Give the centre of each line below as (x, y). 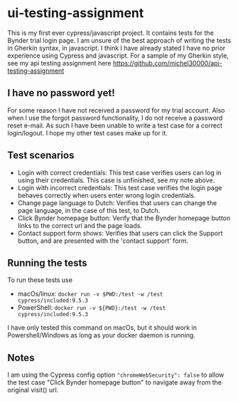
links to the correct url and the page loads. (80, 225)
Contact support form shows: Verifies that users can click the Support (120, 233)
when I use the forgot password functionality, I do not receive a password (115, 118)
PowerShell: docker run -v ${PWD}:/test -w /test (92, 308)
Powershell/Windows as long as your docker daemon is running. (101, 335)
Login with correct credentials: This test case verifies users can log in (119, 172)
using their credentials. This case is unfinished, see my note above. (116, 180)
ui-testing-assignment (76, 13)
